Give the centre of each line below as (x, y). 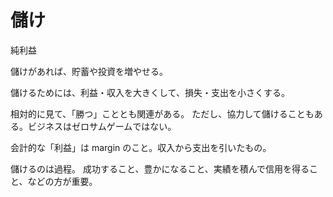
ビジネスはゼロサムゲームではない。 (102, 126)
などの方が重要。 (62, 181)
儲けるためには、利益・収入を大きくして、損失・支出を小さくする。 (150, 92)
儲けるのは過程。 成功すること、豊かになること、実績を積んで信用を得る (160, 168)
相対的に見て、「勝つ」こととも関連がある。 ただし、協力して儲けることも (162, 113)
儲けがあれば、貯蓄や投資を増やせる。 (89, 71)
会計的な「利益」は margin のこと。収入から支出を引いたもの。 (141, 147)
